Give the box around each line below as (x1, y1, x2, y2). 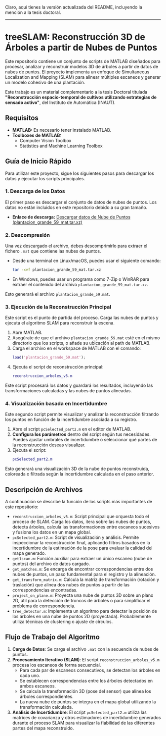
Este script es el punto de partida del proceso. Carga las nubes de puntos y (5, 315, 159, 321)
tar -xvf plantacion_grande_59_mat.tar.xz (12, 267, 101, 272)
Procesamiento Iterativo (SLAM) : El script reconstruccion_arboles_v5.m (12, 656, 160, 663)
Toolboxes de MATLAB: (12, 132, 62, 138)
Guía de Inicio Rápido (5, 157, 72, 165)
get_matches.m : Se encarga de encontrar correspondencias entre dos (12, 566, 153, 572)
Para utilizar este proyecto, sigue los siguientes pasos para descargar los (5, 170, 154, 176)
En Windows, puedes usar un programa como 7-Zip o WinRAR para (12, 276, 150, 282)
